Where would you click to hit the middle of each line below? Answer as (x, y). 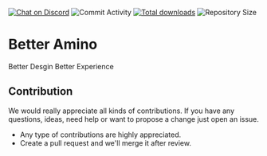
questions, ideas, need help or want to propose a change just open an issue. (133, 119)
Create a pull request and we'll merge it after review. (105, 142)
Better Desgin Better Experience (61, 66)
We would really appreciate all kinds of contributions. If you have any (122, 111)
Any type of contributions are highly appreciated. (100, 135)
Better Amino (53, 45)
